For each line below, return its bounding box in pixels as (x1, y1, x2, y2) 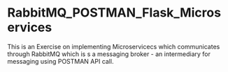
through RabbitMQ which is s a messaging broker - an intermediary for (7, 50, 211, 58)
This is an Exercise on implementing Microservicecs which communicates (7, 42, 220, 51)
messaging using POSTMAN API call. (7, 57, 114, 65)
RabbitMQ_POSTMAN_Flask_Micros (7, 5, 222, 21)
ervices (7, 19, 52, 35)
